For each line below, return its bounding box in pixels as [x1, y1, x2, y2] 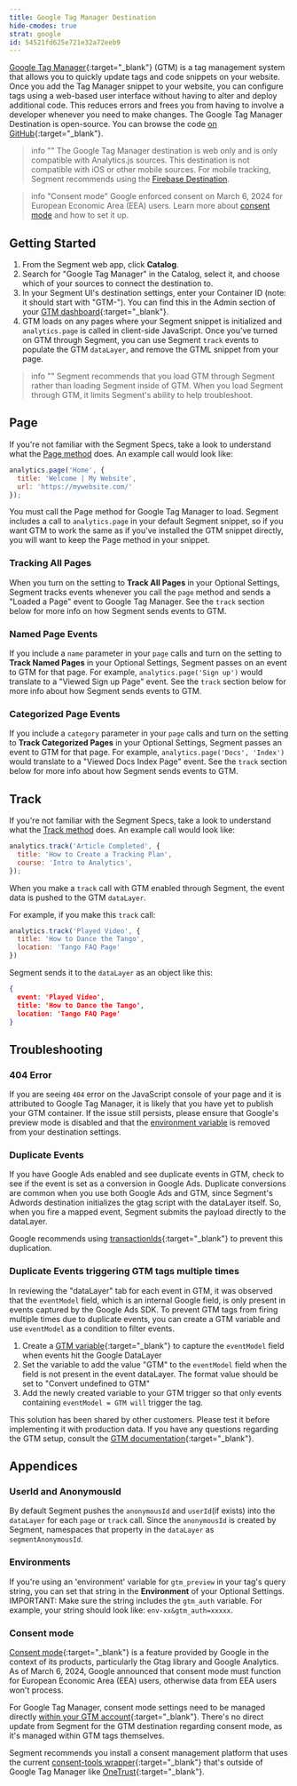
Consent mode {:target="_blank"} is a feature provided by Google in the [9, 1647, 270, 1658]
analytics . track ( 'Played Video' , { [9, 926, 141, 936]
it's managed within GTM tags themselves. [9, 1730, 165, 1742]
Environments [9, 1556, 71, 1568]
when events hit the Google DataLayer [21, 1350, 162, 1360]
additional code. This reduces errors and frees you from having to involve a [9, 100, 285, 111]
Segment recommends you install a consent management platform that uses [9, 1748, 288, 1758]
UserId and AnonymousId [9, 1486, 121, 1498]
